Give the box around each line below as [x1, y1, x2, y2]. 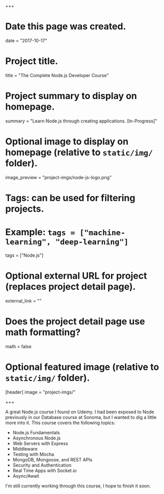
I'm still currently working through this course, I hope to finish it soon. [5, 483, 151, 489]
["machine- [79, 228, 126, 238]
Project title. [5, 56, 59, 67]
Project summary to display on [5, 90, 138, 102]
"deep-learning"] [55, 237, 129, 247]
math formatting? [5, 327, 80, 338]
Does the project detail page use [5, 316, 145, 327]
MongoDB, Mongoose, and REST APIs [12, 456, 93, 462]
